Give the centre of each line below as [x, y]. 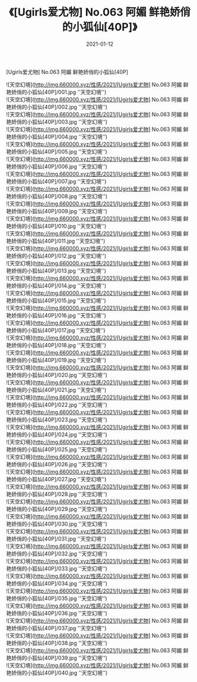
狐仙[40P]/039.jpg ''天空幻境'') [70, 658]
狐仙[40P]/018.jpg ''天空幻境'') [69, 345]
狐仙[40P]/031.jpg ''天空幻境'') [69, 538]
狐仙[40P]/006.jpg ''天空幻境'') [70, 166]
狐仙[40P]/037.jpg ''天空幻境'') [69, 628]
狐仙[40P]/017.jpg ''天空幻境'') [69, 330]
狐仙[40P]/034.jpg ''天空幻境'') [70, 583]
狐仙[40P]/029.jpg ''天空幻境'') [70, 509]
